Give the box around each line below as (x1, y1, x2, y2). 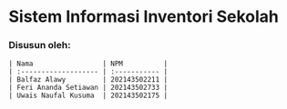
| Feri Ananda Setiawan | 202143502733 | (8, 84, 169, 93)
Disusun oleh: (8, 39, 71, 52)
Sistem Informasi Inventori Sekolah (8, 6, 279, 27)
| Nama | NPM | (8, 59, 169, 69)
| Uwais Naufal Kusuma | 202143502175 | (8, 91, 169, 101)
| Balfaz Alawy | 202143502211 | (8, 75, 169, 84)
